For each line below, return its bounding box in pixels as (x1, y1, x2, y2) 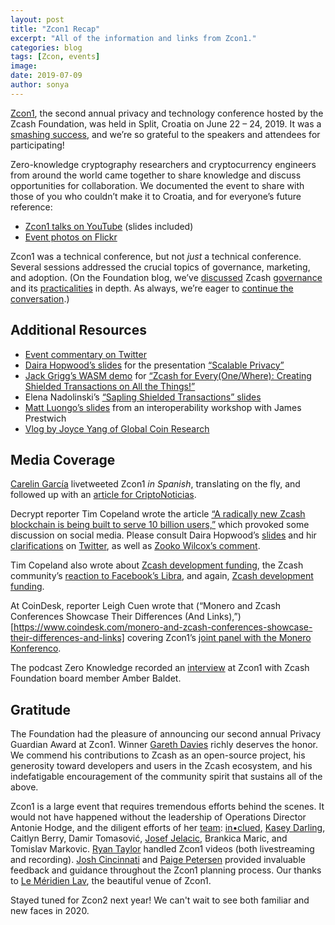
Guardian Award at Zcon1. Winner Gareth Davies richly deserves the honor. (10, 739, 319, 751)
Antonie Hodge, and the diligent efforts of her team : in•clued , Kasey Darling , (10, 822, 326, 834)
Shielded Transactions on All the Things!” (24, 380, 196, 392)
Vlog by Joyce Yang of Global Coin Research (24, 422, 210, 435)
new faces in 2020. (10, 905, 90, 917)
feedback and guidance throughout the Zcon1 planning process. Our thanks (10, 864, 322, 876)
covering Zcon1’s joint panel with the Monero (126, 632, 312, 644)
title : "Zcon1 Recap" (10, 24, 101, 34)
